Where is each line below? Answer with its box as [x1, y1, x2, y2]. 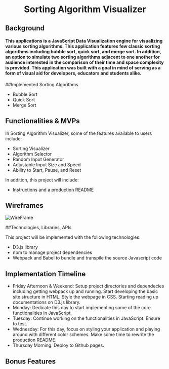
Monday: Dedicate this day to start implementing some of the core [12, 305, 151, 311]
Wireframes [5, 201, 44, 210]
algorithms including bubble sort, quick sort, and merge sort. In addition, [5, 49, 161, 55]
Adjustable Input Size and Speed [12, 161, 81, 168]
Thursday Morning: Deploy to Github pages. [12, 342, 105, 348]
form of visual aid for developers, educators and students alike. [5, 70, 142, 77]
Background [5, 24, 45, 32]
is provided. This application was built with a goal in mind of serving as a [5, 65, 161, 71]
